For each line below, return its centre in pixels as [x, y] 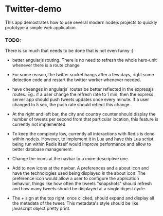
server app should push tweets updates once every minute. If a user [81, 100]
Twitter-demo [33, 9]
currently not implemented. [39, 124]
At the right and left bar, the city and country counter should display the [84, 114]
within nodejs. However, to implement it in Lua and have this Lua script [83, 139]
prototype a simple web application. [41, 27]
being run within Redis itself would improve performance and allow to [81, 144]
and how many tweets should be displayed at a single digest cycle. [79, 189]
